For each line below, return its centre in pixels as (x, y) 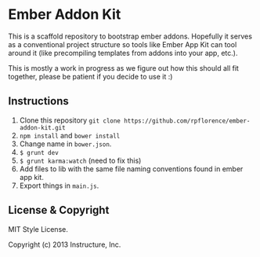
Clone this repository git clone (70, 120)
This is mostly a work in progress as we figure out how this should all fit (123, 68)
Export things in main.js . (59, 185)
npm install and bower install (70, 135)
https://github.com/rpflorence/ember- (187, 121)
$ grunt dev (39, 152)
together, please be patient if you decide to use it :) (90, 76)
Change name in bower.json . (65, 144)
